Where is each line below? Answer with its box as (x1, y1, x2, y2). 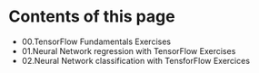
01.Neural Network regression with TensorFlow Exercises (21, 45, 236, 56)
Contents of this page (8, 6, 175, 27)
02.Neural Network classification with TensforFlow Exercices (21, 55, 251, 66)
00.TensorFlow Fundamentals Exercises (21, 36, 172, 47)
